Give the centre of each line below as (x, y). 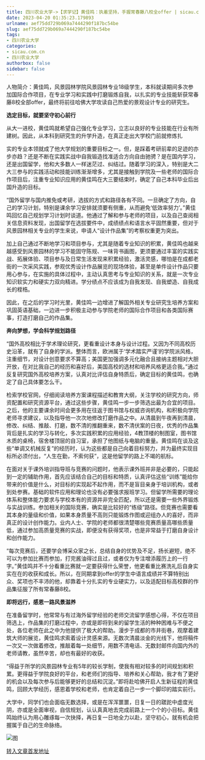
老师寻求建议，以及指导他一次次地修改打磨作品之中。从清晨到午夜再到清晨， (103, 418)
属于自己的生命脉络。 (38, 725)
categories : (21, 46)
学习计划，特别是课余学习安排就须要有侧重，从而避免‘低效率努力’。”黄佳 (106, 208)
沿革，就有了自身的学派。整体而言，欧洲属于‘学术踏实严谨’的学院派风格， (104, 352)
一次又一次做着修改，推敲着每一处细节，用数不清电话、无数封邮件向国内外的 (103, 646)
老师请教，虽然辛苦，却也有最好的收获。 (57, 653)
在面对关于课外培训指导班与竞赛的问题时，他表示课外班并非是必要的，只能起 (103, 469)
